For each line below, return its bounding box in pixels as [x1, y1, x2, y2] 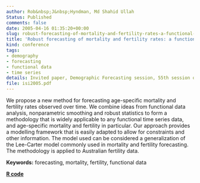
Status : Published [6, 14, 52, 20]
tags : [6, 48, 20, 53]
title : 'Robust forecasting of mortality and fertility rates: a [6, 36, 171, 42]
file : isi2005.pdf [6, 81, 52, 87]
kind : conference [6, 42, 49, 48]
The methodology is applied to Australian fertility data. [6, 147, 139, 154]
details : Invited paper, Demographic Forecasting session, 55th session [6, 75, 190, 81]
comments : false [6, 20, 46, 26]
